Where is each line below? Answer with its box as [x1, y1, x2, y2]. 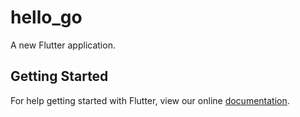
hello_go [10, 6, 83, 29]
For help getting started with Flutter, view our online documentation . [10, 94, 290, 106]
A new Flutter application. [10, 39, 116, 51]
